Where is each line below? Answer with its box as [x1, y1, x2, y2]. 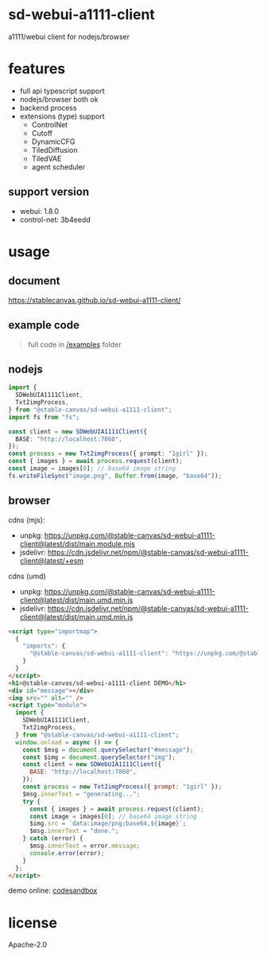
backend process [19, 103, 77, 112]
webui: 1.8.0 [19, 206, 60, 216]
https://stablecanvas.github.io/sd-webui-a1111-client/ [8, 295, 181, 305]
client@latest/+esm [19, 555, 84, 566]
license [8, 913, 58, 932]
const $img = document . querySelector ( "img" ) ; [22, 753, 176, 761]
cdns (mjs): [8, 515, 45, 524]
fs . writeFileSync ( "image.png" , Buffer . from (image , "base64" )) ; [8, 472, 222, 480]
